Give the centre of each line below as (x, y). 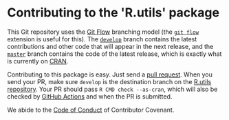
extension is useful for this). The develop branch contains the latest (102, 39)
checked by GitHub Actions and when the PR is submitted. (90, 96)
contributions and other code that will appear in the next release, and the (110, 46)
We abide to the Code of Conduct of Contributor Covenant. (91, 110)
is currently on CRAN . (38, 61)
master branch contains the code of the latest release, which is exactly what (115, 54)
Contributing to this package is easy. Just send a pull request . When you (110, 74)
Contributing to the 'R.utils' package (113, 13)
